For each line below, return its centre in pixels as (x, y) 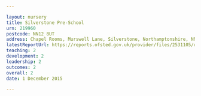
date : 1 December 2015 (34, 79)
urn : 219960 (21, 28)
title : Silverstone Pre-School (45, 22)
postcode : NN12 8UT (31, 34)
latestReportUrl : (28, 45)
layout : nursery (26, 17)
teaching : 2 (21, 51)
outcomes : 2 (21, 67)
